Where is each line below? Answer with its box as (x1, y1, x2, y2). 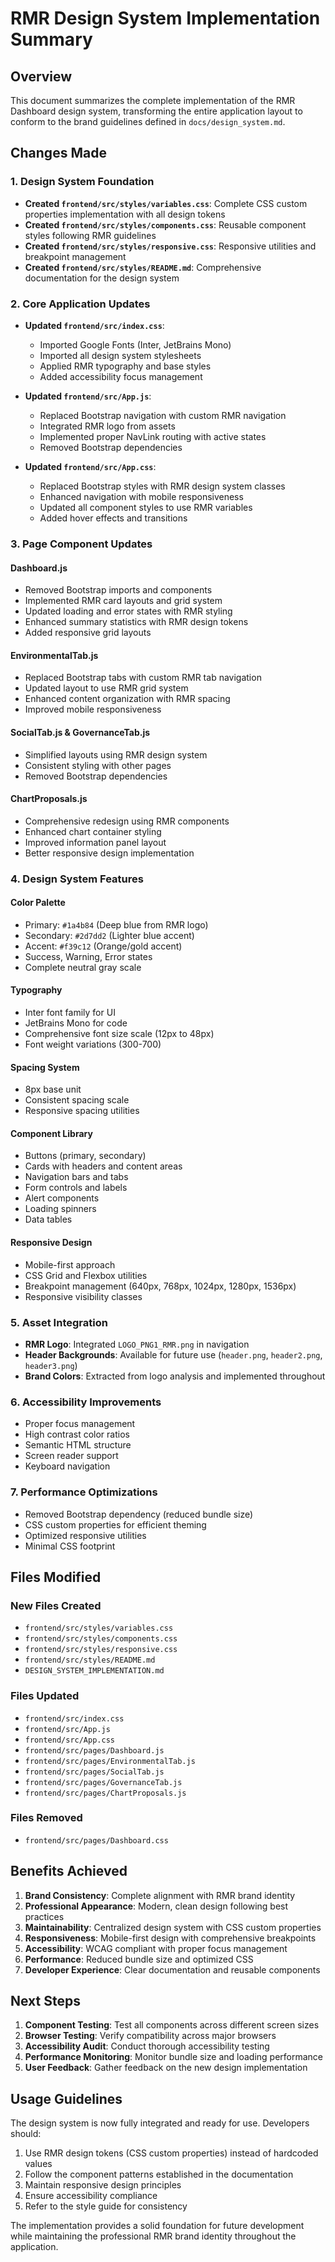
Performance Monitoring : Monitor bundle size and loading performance (24, 2051, 324, 2063)
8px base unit (24, 1083, 82, 1096)
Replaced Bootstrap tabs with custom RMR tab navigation (24, 672, 262, 684)
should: (10, 2128, 42, 2140)
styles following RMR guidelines (24, 229, 157, 241)
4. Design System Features (10, 872, 144, 886)
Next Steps (10, 1993, 81, 2010)
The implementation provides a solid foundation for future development (10, 2220, 305, 2232)
